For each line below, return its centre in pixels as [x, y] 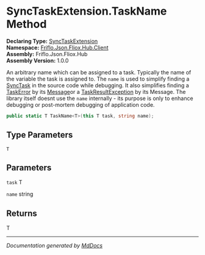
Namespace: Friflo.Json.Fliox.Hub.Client [57, 48]
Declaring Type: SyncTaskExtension [52, 41]
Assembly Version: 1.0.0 [38, 60]
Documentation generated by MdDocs [54, 246]
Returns [22, 213]
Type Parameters [40, 135]
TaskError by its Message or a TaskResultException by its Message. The [96, 92]
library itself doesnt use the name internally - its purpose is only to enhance [100, 98]
